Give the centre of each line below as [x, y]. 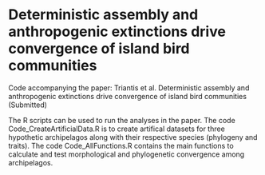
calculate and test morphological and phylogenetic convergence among [127, 154]
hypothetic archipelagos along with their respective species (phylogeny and [133, 137]
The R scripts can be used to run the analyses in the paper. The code [122, 120]
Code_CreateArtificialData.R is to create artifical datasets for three [117, 129]
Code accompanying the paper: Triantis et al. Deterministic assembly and [129, 87]
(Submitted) [28, 105]
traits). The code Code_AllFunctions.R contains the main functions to [121, 145]
